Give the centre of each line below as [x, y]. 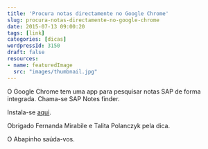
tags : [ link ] [26, 33]
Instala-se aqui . [29, 112]
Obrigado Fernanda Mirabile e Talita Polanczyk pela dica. [89, 125]
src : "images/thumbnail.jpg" [55, 71]
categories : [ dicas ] [37, 40]
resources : [23, 59]
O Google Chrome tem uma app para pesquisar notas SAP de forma [104, 91]
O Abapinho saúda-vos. [41, 139]
